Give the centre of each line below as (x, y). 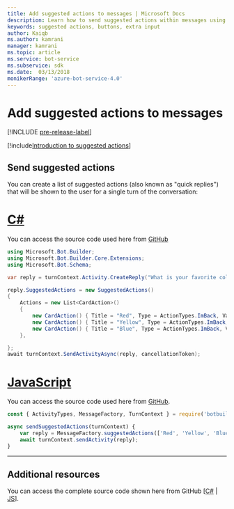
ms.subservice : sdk (36, 65)
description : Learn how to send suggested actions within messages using (117, 20)
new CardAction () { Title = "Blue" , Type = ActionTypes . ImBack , (127, 329)
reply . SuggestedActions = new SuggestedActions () (81, 290)
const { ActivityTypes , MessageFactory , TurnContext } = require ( (106, 414)
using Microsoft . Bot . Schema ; (49, 265)
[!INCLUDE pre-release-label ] (49, 132)
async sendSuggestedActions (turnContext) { (71, 427)
